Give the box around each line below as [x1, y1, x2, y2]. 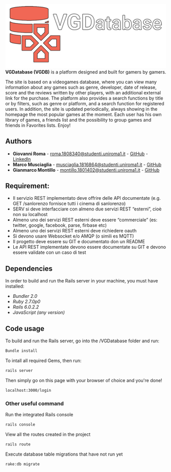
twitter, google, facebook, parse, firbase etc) [12, 222, 107, 228]
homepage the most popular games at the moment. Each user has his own [5, 111, 162, 117]
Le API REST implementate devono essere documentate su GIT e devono [12, 244, 166, 250]
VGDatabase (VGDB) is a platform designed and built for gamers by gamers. [5, 68, 166, 75]
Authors [5, 137, 32, 146]
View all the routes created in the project [5, 431, 91, 437]
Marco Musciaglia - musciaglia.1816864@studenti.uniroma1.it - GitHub [12, 161, 162, 168]
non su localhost [12, 211, 48, 218]
